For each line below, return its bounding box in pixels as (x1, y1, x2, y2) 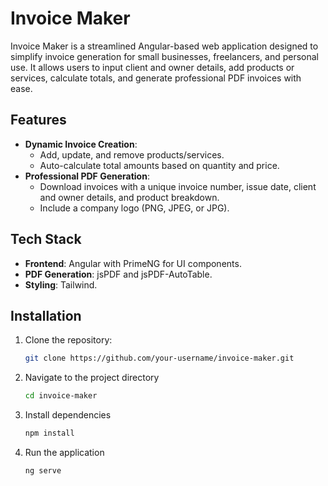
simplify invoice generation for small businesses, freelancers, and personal (10, 50, 319, 62)
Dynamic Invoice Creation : (24, 138, 138, 150)
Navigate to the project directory (24, 372, 160, 384)
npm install (24, 428, 75, 439)
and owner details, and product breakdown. (39, 191, 220, 203)
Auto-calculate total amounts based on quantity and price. (39, 159, 280, 171)
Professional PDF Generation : (24, 170, 150, 182)
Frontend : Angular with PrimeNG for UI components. (24, 257, 242, 269)
